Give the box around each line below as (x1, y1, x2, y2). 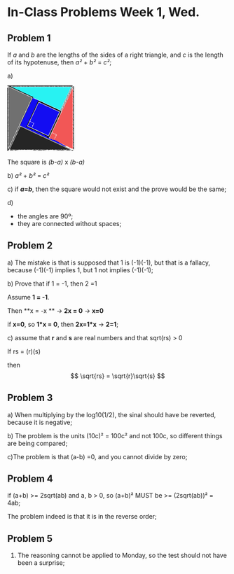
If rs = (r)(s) (7, 347, 41, 356)
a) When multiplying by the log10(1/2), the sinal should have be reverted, (7, 410, 216, 419)
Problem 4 (7, 473, 54, 485)
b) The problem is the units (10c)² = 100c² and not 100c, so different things (7, 431, 223, 440)
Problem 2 (7, 239, 53, 252)
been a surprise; (17, 559, 65, 567)
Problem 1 (7, 32, 51, 44)
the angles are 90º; (17, 212, 74, 220)
